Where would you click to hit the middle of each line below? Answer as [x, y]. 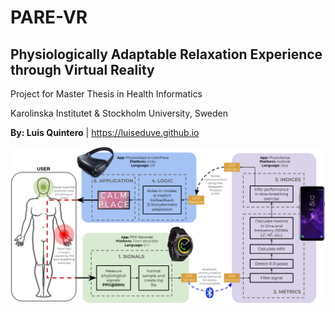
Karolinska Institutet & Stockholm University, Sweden [119, 113]
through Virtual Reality [82, 69]
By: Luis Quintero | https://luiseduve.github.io [105, 132]
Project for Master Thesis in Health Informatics [106, 94]
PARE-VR [49, 17]
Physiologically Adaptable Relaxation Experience [166, 54]
